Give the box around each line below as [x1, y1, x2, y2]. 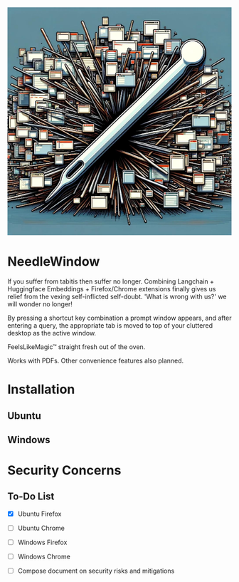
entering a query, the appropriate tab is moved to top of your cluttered [7, 321, 213, 330]
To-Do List [7, 491, 55, 503]
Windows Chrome [17, 552, 71, 561]
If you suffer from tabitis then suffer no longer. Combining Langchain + [7, 277, 215, 286]
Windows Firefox [17, 538, 68, 547]
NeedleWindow [7, 254, 100, 270]
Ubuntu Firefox [17, 509, 62, 518]
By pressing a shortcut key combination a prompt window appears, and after [7, 313, 232, 322]
